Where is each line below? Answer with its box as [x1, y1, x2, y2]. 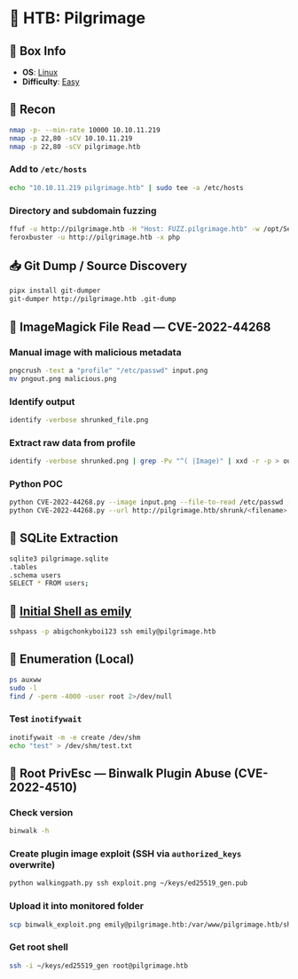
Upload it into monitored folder [9, 900, 145, 912]
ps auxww [9, 675, 42, 684]
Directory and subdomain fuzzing [9, 204, 157, 217]
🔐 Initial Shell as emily [9, 603, 132, 618]
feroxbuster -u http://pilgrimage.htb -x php [9, 233, 180, 242]
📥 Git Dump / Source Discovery [9, 259, 188, 274]
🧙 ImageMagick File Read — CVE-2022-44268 [9, 319, 271, 334]
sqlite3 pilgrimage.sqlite [9, 554, 109, 563]
